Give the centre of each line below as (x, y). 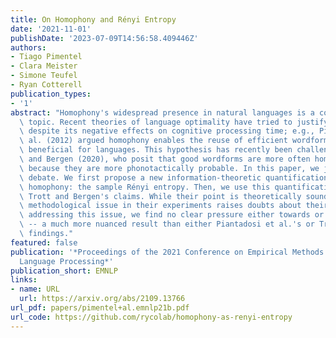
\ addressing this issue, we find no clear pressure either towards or (172, 215)
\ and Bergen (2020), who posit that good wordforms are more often (165, 159)
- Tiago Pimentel (46, 57)
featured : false (44, 242)
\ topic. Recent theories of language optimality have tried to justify (174, 122)
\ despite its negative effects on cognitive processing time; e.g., (167, 131)
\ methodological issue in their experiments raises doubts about (160, 206)
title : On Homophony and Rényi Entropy (93, 19)
